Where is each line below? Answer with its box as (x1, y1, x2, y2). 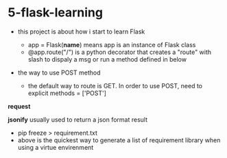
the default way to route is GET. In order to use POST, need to (27, 81, 203, 90)
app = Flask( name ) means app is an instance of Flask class (27, 40, 196, 49)
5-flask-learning (8, 5, 104, 21)
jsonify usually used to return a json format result (8, 115, 148, 124)
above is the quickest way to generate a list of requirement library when (17, 135, 221, 144)
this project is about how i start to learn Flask (17, 27, 145, 36)
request (8, 102, 31, 110)
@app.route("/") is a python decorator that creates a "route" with (27, 48, 212, 56)
